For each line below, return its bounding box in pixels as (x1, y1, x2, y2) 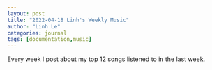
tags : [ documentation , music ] (7, 36, 92, 43)
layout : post (7, 10, 45, 17)
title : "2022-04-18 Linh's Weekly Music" (7, 17, 130, 24)
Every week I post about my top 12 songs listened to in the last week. (7, 55, 206, 63)
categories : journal (7, 29, 68, 37)
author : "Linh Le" (7, 23, 61, 30)
